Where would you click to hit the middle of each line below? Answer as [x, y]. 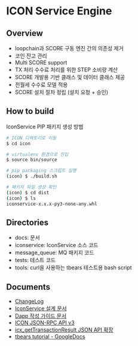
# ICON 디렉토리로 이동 [31, 138]
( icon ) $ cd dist [28, 192]
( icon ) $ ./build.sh [32, 176]
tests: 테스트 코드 [35, 260]
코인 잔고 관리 [31, 56]
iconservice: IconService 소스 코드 [56, 245]
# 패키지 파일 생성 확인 [31, 187]
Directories [27, 222]
